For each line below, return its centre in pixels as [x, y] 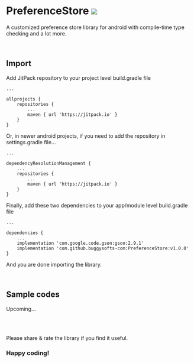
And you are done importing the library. [54, 264]
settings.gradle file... [31, 142]
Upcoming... [21, 309]
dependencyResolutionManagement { [49, 163]
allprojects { [24, 99]
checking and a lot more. [36, 33]
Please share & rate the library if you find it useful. [67, 338]
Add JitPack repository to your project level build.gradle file [79, 77]
